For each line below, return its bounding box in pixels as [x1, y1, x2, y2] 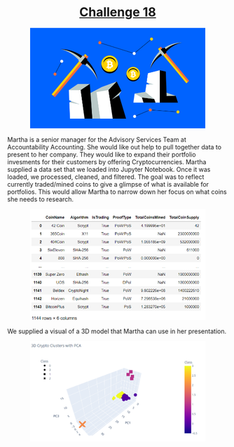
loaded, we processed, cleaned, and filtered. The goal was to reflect [7, 173, 205, 181]
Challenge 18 [79, 4, 156, 20]
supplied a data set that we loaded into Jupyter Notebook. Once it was [7, 165, 211, 173]
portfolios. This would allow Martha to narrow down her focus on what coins [7, 187, 227, 196]
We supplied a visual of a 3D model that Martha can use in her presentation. [7, 327, 226, 335]
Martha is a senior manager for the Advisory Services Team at [7, 135, 187, 144]
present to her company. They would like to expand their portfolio [7, 150, 196, 159]
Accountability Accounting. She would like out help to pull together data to [7, 142, 222, 151]
